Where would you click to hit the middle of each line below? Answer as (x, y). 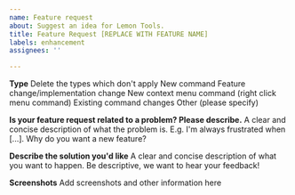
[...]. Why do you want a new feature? (78, 139)
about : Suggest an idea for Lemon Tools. (87, 26)
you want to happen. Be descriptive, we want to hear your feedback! (135, 166)
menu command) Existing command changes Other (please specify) (134, 102)
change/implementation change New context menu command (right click (143, 93)
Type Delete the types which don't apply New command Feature (128, 84)
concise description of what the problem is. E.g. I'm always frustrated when (147, 129)
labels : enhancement (48, 42)
